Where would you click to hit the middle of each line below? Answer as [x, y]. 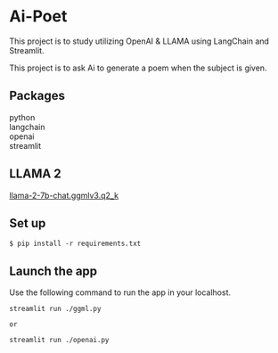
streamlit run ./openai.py [59, 341]
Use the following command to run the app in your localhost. [120, 292]
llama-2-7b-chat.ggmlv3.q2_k [64, 195]
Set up [28, 223]
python [22, 117]
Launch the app [53, 271]
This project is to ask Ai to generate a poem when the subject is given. [138, 68]
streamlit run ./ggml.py [55, 309]
